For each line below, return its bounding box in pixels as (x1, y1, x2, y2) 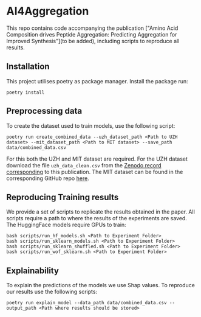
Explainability (6, 265, 60, 276)
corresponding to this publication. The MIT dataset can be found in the (6, 168, 183, 175)
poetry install (6, 89, 45, 96)
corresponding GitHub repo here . (6, 175, 89, 182)
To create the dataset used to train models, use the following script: (6, 122, 175, 129)
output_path (6, 305, 36, 312)
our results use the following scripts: (6, 288, 98, 296)
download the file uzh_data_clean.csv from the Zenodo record (6, 161, 162, 169)
